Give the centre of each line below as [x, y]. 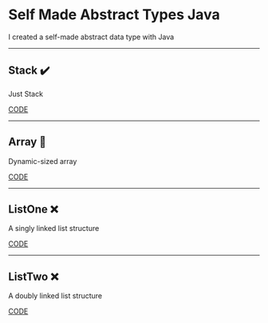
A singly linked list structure [54, 229]
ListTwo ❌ [33, 276]
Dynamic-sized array [43, 161]
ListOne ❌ [33, 209]
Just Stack [26, 94]
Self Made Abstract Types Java [114, 15]
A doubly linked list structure [55, 296]
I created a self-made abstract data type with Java [91, 37]
